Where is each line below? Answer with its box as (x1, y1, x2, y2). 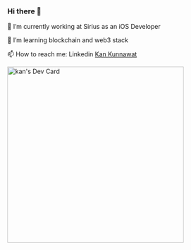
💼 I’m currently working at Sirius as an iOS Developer (7, 23, 161, 31)
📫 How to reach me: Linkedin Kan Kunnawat (7, 50, 137, 58)
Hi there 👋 (7, 6, 42, 16)
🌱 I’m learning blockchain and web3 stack (7, 36, 129, 44)
